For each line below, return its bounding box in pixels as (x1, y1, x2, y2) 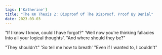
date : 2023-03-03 (5, 16, 41, 21)
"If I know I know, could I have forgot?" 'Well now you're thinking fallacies (5, 30, 155, 36)
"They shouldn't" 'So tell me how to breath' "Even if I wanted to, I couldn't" (5, 45, 158, 51)
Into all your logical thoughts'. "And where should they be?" (5, 35, 126, 41)
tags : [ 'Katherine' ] (5, 7, 48, 12)
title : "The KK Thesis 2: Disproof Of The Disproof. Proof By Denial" (5, 12, 154, 17)
